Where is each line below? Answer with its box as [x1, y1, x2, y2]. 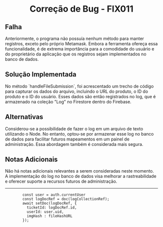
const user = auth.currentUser [22, 192, 86, 197]
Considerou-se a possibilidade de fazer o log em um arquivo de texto [5, 125, 143, 132]
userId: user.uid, [26, 210, 64, 214]
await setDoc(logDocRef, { [22, 201, 77, 206]
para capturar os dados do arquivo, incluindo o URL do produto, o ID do [5, 88, 148, 94]
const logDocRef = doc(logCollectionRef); [22, 197, 110, 202]
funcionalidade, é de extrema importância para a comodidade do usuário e [5, 46, 154, 52]
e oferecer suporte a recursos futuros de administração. [5, 178, 117, 184]
